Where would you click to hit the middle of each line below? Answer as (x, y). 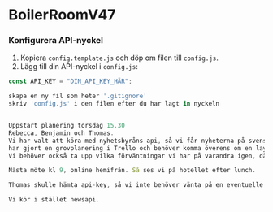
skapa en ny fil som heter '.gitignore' (78, 96)
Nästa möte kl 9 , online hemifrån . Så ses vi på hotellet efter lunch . (132, 171)
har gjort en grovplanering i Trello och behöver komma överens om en (130, 148)
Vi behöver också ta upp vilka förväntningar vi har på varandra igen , (132, 156)
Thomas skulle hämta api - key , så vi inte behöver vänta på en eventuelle (136, 185)
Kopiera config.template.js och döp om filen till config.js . (119, 58)
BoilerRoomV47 (62, 15)
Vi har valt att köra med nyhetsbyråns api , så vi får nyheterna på (127, 141)
